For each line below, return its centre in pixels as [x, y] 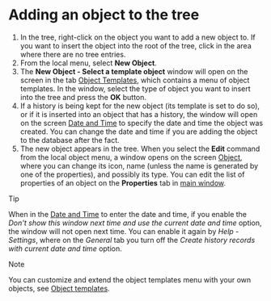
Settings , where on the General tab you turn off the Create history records [132, 240]
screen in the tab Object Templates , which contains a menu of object [135, 80]
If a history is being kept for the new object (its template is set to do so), [140, 106]
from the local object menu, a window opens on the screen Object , [131, 157]
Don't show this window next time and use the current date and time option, [135, 223]
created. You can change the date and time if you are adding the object [139, 132]
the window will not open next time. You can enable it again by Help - [124, 231]
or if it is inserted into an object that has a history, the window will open [139, 114]
